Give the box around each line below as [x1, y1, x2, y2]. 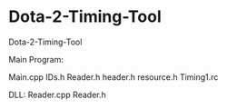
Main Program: [8, 54, 64, 64]
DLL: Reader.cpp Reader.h [8, 89, 106, 100]
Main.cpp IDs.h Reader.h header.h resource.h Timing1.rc [8, 71, 219, 83]
